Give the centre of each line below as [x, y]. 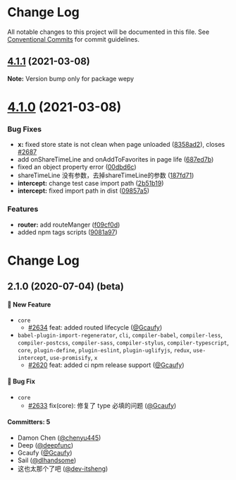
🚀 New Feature [29, 304]
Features [23, 209]
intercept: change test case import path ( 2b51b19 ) [91, 184]
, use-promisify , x [72, 358]
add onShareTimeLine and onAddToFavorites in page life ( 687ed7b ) [116, 160]
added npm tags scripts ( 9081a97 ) [67, 232]
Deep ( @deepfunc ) [45, 445]
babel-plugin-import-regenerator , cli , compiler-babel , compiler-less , [120, 335]
